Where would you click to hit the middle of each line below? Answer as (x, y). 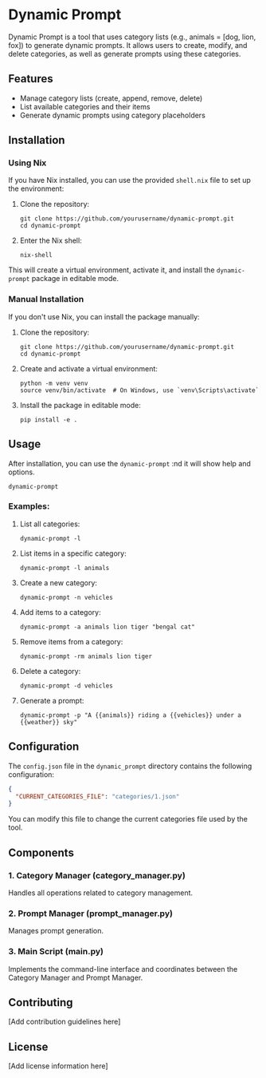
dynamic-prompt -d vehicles (66, 686)
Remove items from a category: (71, 641)
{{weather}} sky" (49, 722)
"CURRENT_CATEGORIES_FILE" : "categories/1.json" (98, 796)
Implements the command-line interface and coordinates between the (123, 969)
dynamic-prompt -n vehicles (66, 597)
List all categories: (50, 524)
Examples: (29, 506)
